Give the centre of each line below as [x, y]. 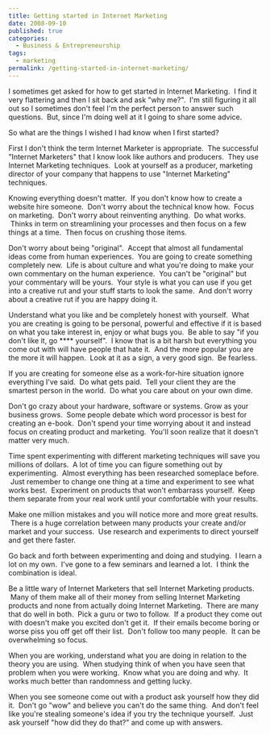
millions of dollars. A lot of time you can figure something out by [116, 464]
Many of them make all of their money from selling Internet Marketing [125, 596]
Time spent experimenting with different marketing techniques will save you [134, 455]
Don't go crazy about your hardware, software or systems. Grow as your [129, 406]
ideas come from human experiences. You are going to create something [130, 256]
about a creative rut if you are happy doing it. [83, 299]
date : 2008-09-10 [37, 23]
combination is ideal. [43, 572]
